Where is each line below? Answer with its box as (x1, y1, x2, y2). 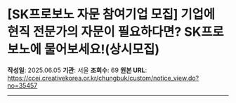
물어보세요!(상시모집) (44, 41, 160, 57)
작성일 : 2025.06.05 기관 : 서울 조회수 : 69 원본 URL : (7, 66, 147, 74)
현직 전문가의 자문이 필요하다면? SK (7, 24, 202, 40)
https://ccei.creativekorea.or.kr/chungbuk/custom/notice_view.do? (7, 74, 199, 82)
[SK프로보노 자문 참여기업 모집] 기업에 (7, 6, 216, 22)
